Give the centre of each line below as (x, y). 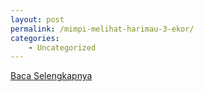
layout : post (37, 19)
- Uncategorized (62, 47)
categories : (35, 38)
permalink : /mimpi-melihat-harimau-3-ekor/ (102, 29)
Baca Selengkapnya (51, 76)
